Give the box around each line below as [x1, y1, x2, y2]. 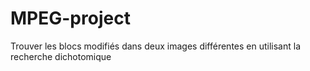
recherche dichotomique [10, 50, 112, 62]
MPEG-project [10, 7, 131, 30]
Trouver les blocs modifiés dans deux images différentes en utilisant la [10, 40, 302, 52]
